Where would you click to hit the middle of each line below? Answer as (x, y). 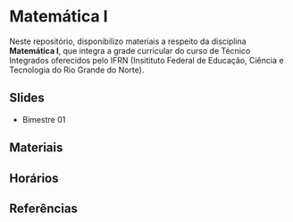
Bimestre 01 (44, 119)
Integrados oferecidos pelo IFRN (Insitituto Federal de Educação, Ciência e (146, 60)
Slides (27, 98)
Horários (34, 178)
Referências (44, 208)
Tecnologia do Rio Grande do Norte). (77, 70)
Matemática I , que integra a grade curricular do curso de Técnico (130, 50)
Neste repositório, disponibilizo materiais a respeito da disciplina (128, 41)
